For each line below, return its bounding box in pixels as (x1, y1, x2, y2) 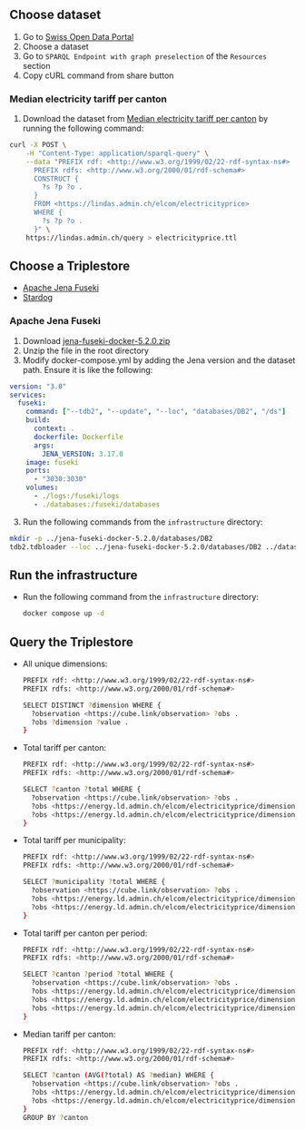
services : (9, 390, 47, 399)
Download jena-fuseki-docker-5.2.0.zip (22, 335, 171, 346)
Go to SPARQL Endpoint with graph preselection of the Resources (22, 50, 268, 62)
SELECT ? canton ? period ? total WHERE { (22, 970, 174, 979)
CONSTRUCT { (33, 174, 79, 183)
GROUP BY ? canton (22, 1113, 89, 1122)
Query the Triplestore (9, 634, 133, 650)
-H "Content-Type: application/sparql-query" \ (25, 149, 209, 158)
